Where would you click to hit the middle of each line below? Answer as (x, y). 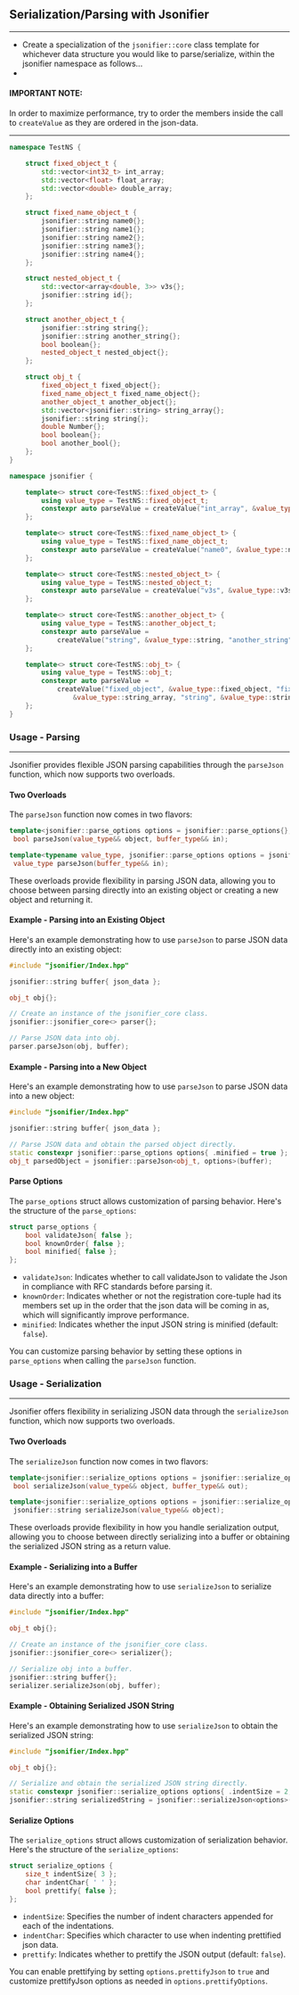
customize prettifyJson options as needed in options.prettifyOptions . (139, 1981)
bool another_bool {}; (81, 444)
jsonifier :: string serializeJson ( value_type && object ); (119, 1511)
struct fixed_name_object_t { (81, 213)
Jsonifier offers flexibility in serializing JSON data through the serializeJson (149, 1412)
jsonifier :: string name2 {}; (93, 237)
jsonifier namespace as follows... (82, 63)
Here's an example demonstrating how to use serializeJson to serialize (141, 1587)
